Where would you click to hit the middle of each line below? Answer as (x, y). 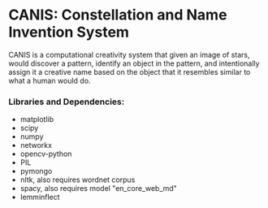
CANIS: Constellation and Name (118, 15)
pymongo (36, 171)
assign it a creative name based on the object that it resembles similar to (130, 71)
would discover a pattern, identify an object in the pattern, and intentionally (134, 63)
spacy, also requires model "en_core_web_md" (98, 188)
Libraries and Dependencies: (67, 102)
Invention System (69, 32)
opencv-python (46, 154)
